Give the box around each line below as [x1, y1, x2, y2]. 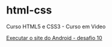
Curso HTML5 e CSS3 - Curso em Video [6, 23, 106, 30]
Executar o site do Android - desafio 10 [6, 34, 103, 41]
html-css [6, 4, 52, 17]
